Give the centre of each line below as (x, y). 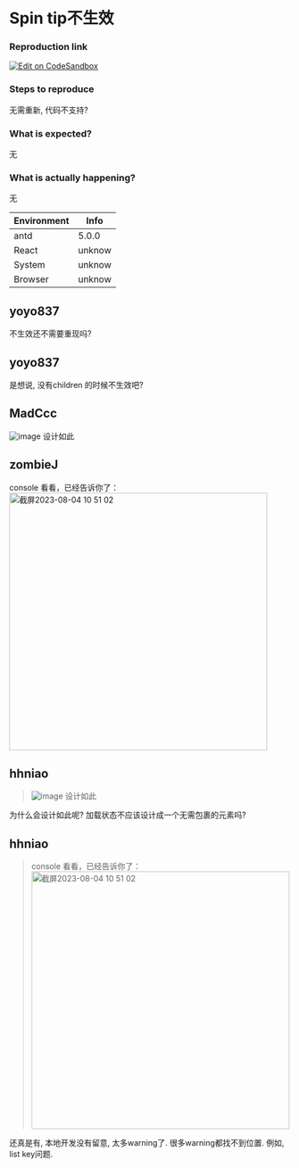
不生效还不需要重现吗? (50, 334)
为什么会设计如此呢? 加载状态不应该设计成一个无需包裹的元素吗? (128, 815)
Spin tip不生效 (62, 18)
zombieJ (34, 465)
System (30, 265)
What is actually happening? (72, 178)
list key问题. (31, 1154)
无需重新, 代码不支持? (49, 110)
